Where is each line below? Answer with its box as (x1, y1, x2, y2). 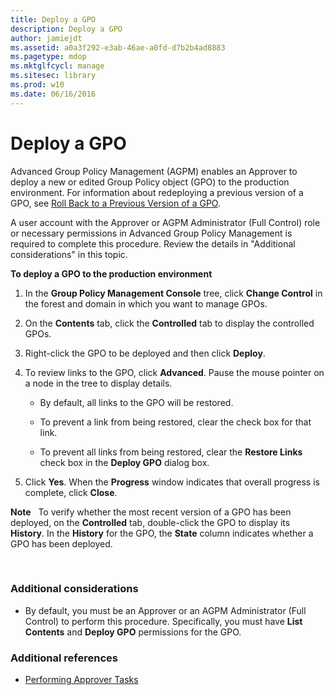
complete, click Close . (24, 486, 118, 498)
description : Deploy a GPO (10, 24, 123, 34)
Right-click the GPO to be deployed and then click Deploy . (24, 347, 266, 359)
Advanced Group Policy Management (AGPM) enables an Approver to (10, 165, 298, 177)
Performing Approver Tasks (24, 674, 139, 686)
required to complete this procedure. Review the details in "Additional (10, 237, 296, 250)
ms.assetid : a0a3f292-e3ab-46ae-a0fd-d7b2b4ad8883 (10, 42, 226, 53)
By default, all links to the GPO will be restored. (39, 396, 234, 408)
